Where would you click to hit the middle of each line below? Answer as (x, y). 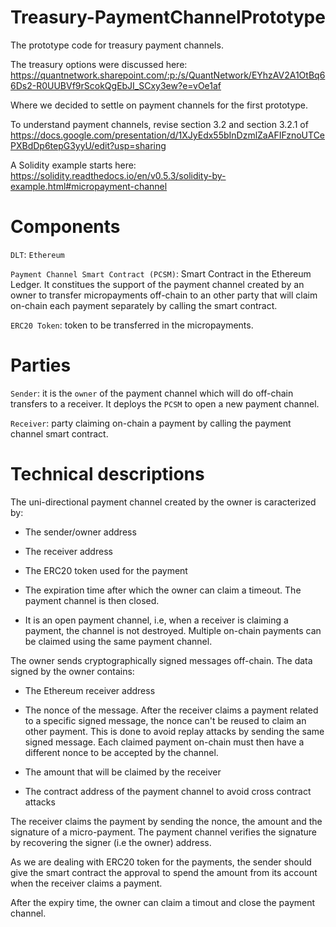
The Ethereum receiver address (90, 690)
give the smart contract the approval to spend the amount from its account (164, 872)
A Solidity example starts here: (73, 165)
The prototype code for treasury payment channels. (117, 45)
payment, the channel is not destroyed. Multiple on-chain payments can (173, 630)
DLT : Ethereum (37, 254)
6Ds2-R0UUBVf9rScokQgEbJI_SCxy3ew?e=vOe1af (116, 85)
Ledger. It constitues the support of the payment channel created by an (157, 284)
